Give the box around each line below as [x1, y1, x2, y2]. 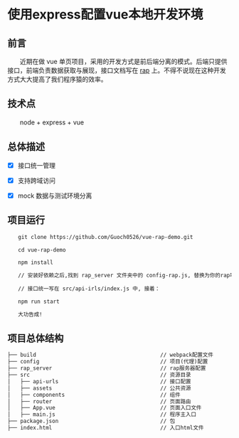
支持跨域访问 [17, 176, 55, 185]
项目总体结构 [7, 332, 64, 345]
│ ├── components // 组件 [7, 391, 181, 398]
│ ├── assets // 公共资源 [7, 385, 191, 392]
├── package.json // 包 [7, 417, 176, 425]
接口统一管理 [17, 161, 55, 169]
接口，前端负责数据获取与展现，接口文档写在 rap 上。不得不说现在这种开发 [7, 66, 226, 75]
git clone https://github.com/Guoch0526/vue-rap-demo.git [17, 233, 193, 240]
